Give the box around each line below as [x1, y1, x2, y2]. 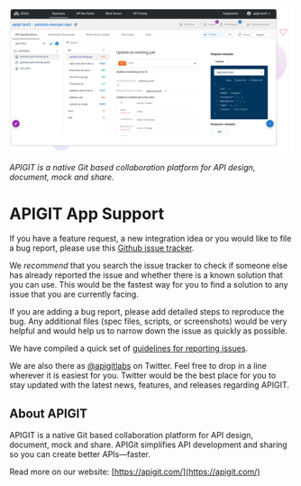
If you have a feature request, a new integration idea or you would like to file [9, 234, 292, 244]
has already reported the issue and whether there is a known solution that [9, 270, 284, 280]
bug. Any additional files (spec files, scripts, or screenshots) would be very [9, 316, 287, 327]
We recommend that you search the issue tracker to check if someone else [9, 261, 288, 271]
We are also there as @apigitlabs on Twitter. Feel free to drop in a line [9, 361, 268, 371]
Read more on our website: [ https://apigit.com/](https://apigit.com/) [9, 466, 260, 477]
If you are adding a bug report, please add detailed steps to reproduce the [9, 307, 285, 317]
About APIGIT [9, 406, 88, 421]
